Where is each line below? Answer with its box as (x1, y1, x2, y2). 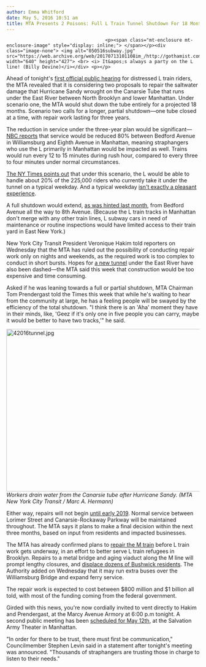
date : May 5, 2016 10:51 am (6, 15, 78, 21)
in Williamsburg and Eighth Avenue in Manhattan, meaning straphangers (6, 139, 189, 146)
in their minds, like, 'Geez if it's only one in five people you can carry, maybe (6, 310, 199, 318)
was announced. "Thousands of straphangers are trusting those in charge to (6, 649, 200, 656)
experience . (6, 190, 37, 197)
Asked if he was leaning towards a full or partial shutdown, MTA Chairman (6, 284, 193, 291)
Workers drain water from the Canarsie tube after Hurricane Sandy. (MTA (6, 492, 193, 499)
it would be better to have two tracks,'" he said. (6, 317, 126, 324)
